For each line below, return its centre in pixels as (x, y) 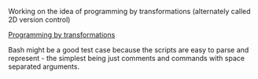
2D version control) (39, 20)
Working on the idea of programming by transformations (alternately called (129, 11)
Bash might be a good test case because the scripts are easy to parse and (129, 50)
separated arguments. (44, 66)
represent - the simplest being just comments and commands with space (127, 58)
